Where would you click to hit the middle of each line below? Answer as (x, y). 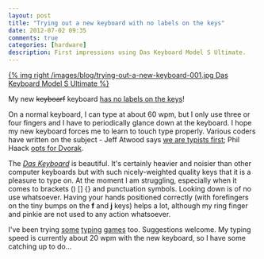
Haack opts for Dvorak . (46, 148)
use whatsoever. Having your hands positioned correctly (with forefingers (128, 197)
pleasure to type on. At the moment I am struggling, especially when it (122, 180)
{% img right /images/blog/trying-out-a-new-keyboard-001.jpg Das (118, 75)
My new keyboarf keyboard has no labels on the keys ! (96, 99)
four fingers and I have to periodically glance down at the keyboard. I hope (130, 123)
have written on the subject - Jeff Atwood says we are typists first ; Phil (124, 139)
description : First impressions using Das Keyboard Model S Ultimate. (127, 52)
